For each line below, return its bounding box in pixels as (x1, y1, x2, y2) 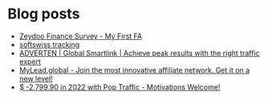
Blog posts (7, 5, 80, 23)
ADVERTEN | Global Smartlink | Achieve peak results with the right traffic (18, 48, 260, 58)
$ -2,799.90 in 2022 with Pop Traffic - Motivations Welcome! (18, 82, 221, 92)
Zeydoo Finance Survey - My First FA (18, 31, 142, 41)
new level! (18, 74, 53, 83)
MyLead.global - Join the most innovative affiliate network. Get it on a (18, 65, 250, 74)
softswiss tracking (18, 39, 80, 49)
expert (18, 57, 42, 66)
